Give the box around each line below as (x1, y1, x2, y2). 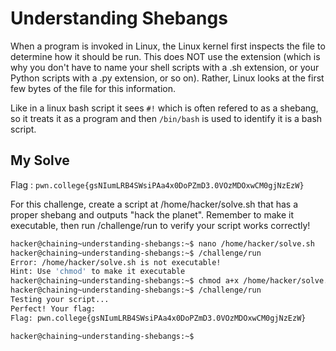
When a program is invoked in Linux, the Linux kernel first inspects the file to (10, 40, 326, 52)
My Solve (10, 152, 70, 169)
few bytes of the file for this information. (10, 82, 176, 94)
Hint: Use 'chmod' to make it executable (10, 267, 186, 277)
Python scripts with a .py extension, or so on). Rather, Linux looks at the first (10, 72, 325, 84)
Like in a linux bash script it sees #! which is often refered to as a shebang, (10, 102, 319, 114)
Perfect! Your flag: (10, 303, 97, 314)
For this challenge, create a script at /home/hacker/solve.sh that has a (10, 198, 299, 210)
